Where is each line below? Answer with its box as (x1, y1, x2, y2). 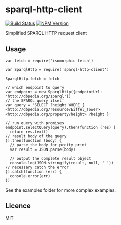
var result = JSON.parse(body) (10, 147, 76, 152)
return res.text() (10, 129, 49, 134)
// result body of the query (5, 133, 67, 139)
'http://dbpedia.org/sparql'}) (5, 94, 71, 99)
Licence (5, 202, 31, 210)
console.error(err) (10, 173, 51, 178)
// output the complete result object (10, 156, 92, 161)
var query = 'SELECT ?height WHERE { (5, 102, 85, 107)
